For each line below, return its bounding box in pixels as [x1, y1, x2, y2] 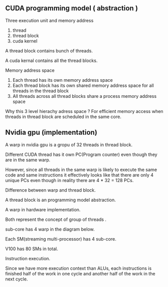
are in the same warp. [5, 156, 50, 163]
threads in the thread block [12, 88, 69, 94]
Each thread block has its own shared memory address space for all [12, 82, 154, 88]
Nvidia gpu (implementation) [5, 128, 97, 137]
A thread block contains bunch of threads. [5, 47, 93, 53]
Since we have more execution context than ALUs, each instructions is [5, 265, 152, 271]
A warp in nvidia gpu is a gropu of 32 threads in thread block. [5, 141, 133, 148]
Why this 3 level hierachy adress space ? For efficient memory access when [5, 108, 163, 114]
